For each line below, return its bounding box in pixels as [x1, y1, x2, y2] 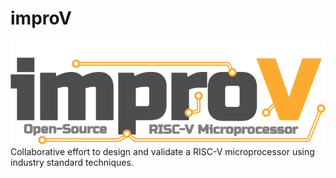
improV [10, 7, 72, 30]
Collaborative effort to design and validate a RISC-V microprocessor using [10, 146, 315, 158]
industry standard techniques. [10, 157, 134, 169]
